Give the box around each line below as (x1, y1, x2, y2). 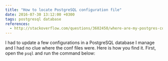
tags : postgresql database (5, 16, 61, 21)
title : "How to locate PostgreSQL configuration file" (5, 7, 122, 12)
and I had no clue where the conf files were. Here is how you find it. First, (5, 45, 156, 51)
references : (5, 21, 30, 26)
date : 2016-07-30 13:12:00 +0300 (5, 12, 75, 17)
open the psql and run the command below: (5, 50, 95, 56)
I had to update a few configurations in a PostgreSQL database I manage (5, 39, 155, 45)
